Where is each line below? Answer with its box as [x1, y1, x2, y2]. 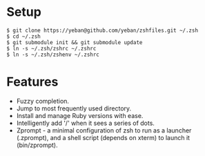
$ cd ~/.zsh [6, 32, 41, 40]
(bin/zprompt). [16, 141, 58, 149]
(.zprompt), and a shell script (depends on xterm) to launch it [16, 133, 191, 142]
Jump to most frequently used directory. [16, 104, 132, 113]
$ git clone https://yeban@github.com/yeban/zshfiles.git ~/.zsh [6, 27, 198, 34]
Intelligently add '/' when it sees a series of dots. [16, 119, 155, 127]
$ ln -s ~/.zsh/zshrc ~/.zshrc [6, 45, 97, 52]
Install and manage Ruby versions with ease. [16, 111, 144, 119]
